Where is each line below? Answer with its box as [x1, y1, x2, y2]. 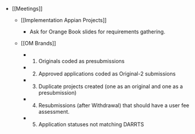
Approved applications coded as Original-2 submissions [38, 70, 176, 77]
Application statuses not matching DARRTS [38, 121, 144, 127]
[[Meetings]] [11, 5, 43, 12]
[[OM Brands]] [20, 40, 56, 46]
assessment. [38, 108, 70, 115]
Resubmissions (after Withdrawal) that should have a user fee [38, 102, 190, 109]
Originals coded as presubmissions [38, 58, 125, 64]
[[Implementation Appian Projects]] [20, 17, 107, 23]
